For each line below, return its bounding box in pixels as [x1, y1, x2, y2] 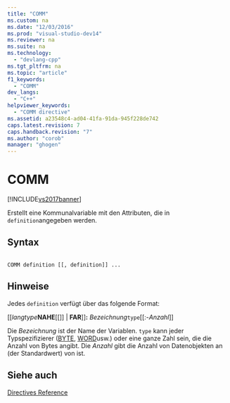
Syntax [7, 237, 39, 249]
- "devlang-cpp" [13, 56, 61, 63]
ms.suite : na [7, 43, 46, 50]
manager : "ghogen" [7, 142, 61, 149]
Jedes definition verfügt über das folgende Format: [7, 299, 160, 307]
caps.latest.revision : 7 [7, 121, 80, 129]
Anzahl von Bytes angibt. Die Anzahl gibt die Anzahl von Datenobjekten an [7, 341, 223, 349]
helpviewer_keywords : [7, 102, 71, 109]
